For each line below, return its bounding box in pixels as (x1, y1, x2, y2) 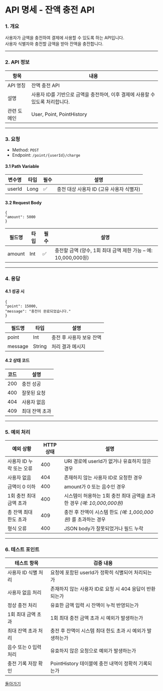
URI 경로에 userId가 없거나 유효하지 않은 (64, 458, 151, 465)
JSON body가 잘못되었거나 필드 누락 (64, 525, 144, 532)
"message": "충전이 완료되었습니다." (5, 309, 71, 313)
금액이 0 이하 (7, 483, 36, 490)
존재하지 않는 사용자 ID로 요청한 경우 (64, 474, 143, 481)
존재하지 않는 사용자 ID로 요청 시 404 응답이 (50, 586, 146, 592)
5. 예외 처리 (5, 428, 31, 435)
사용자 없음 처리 (7, 589, 42, 596)
